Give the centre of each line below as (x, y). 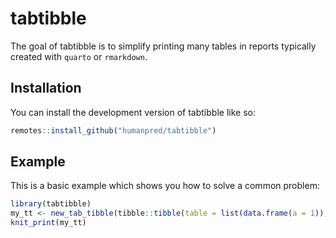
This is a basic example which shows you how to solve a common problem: (165, 186)
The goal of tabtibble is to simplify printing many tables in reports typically (163, 46)
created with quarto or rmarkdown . (79, 56)
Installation (46, 88)
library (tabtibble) (51, 204)
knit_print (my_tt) (48, 223)
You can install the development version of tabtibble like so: (133, 112)
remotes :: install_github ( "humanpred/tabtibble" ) (113, 130)
